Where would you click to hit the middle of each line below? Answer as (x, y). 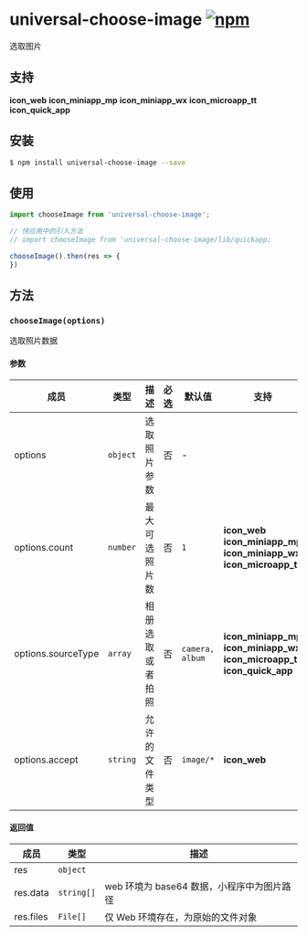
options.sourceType (57, 653)
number (122, 547)
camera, (198, 649)
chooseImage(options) (58, 321)
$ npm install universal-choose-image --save (97, 163)
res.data (32, 892)
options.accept (46, 760)
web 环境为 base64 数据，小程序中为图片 (193, 886)
